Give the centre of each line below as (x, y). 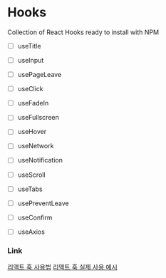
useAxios (31, 232)
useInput (31, 60)
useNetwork (36, 146)
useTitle (29, 46)
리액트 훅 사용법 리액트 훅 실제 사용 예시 (62, 267)
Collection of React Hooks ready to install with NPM (83, 32)
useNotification (40, 160)
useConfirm (35, 217)
